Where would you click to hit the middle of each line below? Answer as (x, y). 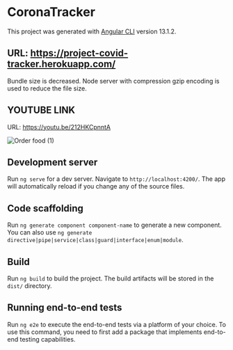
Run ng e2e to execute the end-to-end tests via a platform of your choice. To (117, 324)
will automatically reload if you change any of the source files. (96, 186)
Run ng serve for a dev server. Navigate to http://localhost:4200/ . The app (116, 179)
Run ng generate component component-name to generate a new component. (115, 225)
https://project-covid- (79, 53)
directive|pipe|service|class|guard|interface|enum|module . (95, 240)
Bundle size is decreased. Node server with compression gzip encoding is (113, 81)
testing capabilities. (48, 339)
